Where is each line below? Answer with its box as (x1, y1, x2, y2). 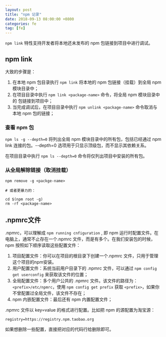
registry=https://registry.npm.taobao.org (5, 317, 94, 322)
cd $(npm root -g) (5, 197, 43, 202)
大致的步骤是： (5, 68, 36, 75)
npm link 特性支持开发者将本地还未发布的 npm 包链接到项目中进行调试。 (5, 40, 153, 46)
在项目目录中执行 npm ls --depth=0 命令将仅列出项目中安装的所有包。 (5, 153, 148, 159)
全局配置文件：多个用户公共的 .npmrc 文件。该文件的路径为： (12, 278, 138, 284)
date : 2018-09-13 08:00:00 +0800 (5, 16, 74, 21)
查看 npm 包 (5, 124, 34, 131)
